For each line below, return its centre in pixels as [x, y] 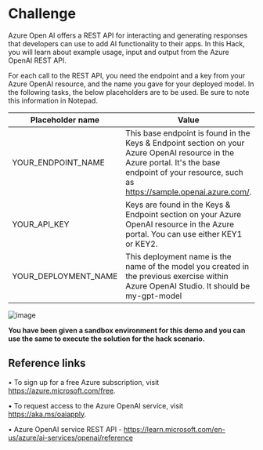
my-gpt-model [153, 296]
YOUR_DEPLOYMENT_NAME [65, 276]
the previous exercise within [177, 276]
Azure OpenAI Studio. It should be [187, 285]
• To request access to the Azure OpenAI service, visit [96, 405]
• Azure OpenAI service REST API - [65, 429]
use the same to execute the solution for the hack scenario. [106, 339]
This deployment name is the [178, 256]
